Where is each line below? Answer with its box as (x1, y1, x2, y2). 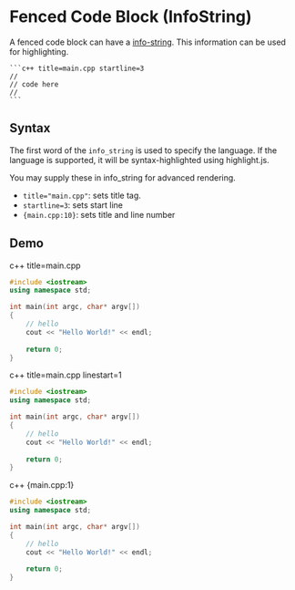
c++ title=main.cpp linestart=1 (9, 369, 122, 380)
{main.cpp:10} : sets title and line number (22, 209, 176, 220)
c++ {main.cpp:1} (9, 480, 75, 491)
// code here (9, 79, 59, 88)
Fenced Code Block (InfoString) (9, 6, 252, 27)
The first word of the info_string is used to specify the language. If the (9, 144, 278, 156)
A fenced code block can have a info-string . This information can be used (9, 36, 287, 47)
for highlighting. (9, 46, 69, 57)
